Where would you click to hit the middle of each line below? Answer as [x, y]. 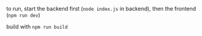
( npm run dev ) [23, 15]
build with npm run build [37, 27]
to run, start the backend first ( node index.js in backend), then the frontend [101, 9]
